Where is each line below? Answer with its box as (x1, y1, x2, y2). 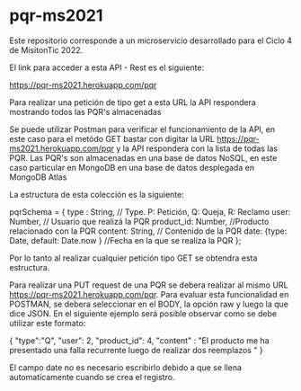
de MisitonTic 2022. (9, 44, 84, 55)
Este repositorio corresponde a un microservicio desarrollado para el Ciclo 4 (9, 35, 293, 46)
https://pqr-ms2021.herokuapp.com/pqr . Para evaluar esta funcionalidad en (9, 289, 289, 299)
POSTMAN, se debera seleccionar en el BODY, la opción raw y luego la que (9, 298, 289, 309)
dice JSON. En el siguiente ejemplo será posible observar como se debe (9, 307, 277, 319)
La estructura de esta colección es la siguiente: (9, 189, 184, 200)
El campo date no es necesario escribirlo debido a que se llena (9, 361, 243, 373)
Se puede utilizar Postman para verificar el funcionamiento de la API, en (9, 123, 276, 135)
